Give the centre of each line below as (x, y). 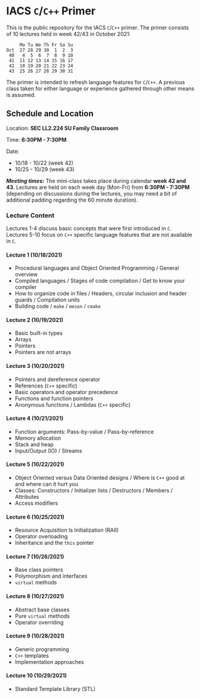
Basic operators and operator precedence (66, 392)
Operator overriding (39, 622)
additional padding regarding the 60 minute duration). (72, 200)
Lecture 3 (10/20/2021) (35, 366)
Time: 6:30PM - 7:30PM (36, 139)
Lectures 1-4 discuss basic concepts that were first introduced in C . (89, 228)
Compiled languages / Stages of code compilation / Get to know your (100, 281)
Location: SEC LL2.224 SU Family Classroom (62, 128)
